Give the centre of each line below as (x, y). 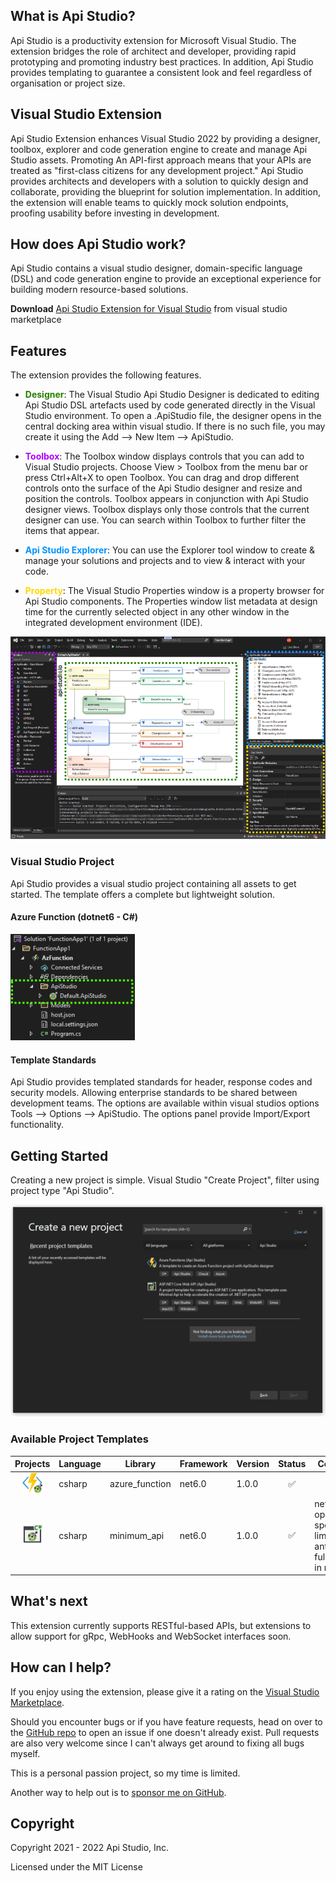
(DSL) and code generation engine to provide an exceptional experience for (166, 279)
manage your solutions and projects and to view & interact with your (165, 561)
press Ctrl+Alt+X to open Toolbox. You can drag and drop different (162, 478)
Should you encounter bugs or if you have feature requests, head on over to (166, 1721)
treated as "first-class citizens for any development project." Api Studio (157, 170)
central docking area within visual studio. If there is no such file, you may (175, 426)
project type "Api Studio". (62, 1190)
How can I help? (61, 1667)
